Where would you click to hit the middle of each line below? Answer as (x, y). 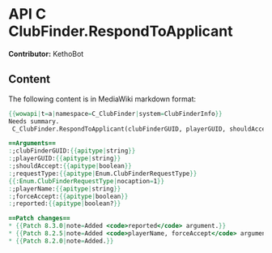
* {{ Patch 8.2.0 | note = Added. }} (61, 241)
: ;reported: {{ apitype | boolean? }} (65, 204)
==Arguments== (32, 144)
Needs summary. (34, 121)
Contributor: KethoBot (46, 54)
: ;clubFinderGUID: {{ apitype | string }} (72, 151)
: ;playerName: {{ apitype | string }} (65, 189)
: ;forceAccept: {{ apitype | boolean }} (68, 196)
